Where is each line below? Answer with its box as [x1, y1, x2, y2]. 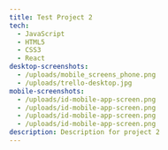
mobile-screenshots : [9, 86, 86, 95]
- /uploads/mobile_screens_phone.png [17, 71, 157, 79]
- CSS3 [17, 46, 42, 55]
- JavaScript [17, 29, 65, 38]
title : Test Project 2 [9, 12, 93, 22]
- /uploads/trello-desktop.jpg [17, 79, 133, 87]
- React [17, 54, 46, 63]
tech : [9, 21, 29, 30]
